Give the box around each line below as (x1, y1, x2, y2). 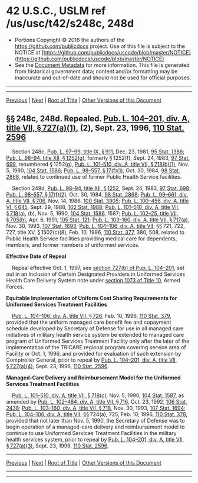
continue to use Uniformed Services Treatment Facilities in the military (6, 429, 177, 436)
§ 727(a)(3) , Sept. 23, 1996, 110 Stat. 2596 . (6, 442, 109, 449)
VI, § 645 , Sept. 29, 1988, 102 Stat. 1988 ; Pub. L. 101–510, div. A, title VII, (6, 203, 180, 211)
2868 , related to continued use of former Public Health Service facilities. (6, 173, 181, 180)
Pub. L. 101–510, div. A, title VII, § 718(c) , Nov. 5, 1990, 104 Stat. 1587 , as (11, 392, 184, 399)
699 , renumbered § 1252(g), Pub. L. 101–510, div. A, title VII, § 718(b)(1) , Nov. (6, 160, 190, 168)
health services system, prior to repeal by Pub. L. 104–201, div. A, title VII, (6, 436, 184, 443)
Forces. (6, 283, 25, 290)
